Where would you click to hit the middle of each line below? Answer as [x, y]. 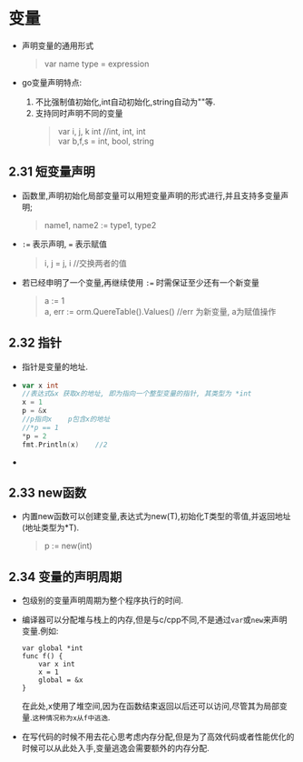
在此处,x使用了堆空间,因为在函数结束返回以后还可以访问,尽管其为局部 [151, 707]
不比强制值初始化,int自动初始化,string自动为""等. [125, 102]
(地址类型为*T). [50, 527]
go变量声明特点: [52, 82]
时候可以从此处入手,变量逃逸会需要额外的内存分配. [115, 748]
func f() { [42, 657]
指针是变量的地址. [54, 366]
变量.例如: [40, 631]
